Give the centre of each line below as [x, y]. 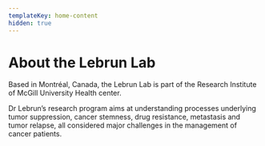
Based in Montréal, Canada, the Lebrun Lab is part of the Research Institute [132, 85]
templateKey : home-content [53, 16]
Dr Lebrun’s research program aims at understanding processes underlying [132, 109]
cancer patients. [35, 134]
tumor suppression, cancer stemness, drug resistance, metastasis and [124, 117]
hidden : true [30, 23]
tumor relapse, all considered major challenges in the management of [123, 125]
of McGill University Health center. [65, 93]
